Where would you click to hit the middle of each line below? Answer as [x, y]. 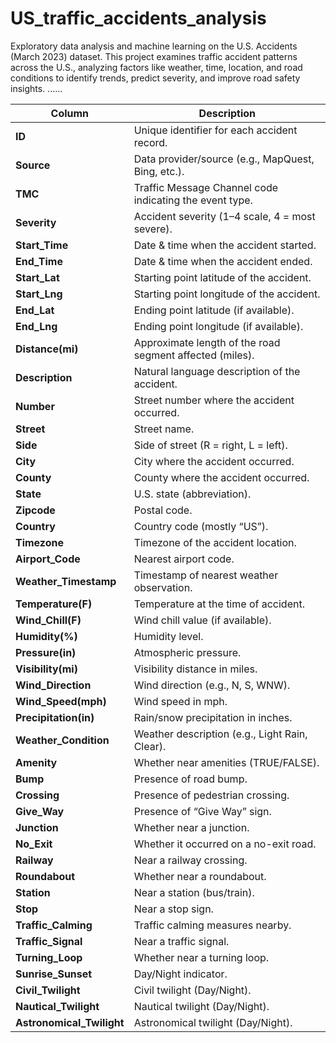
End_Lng [36, 326]
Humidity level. [168, 636]
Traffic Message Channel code [206, 187]
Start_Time [42, 245]
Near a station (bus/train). [194, 892]
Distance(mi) [47, 349]
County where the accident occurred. [221, 477]
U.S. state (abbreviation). [192, 494]
